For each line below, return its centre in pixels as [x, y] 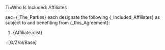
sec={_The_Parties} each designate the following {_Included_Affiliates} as [83, 17]
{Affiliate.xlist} [28, 32]
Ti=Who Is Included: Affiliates [36, 7]
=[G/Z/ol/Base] [21, 42]
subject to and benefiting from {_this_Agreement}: [58, 23]
